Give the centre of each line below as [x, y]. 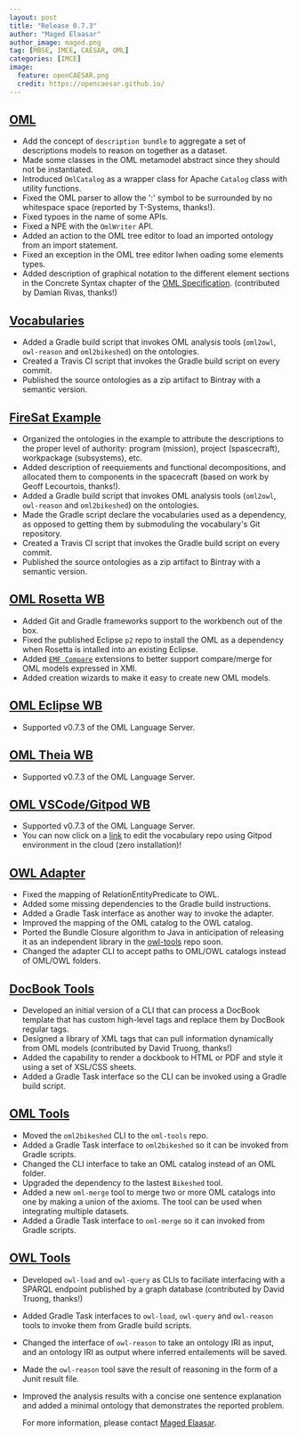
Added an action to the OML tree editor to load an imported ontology [148, 236]
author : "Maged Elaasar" [55, 34]
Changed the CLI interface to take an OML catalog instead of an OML [149, 1163]
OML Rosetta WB [57, 599]
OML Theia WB [51, 755]
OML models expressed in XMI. [80, 668]
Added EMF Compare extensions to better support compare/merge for [147, 658]
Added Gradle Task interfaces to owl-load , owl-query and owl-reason [148, 1316]
